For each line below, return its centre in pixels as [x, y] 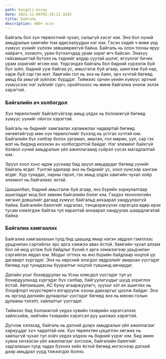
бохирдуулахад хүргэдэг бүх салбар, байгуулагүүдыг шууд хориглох [78, 280]
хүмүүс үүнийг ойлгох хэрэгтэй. [39, 118]
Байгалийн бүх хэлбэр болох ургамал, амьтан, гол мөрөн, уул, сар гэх [80, 139]
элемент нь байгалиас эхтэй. [36, 179]
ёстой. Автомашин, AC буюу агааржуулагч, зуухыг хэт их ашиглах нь [78, 285]
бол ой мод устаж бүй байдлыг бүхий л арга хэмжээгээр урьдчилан [77, 249]
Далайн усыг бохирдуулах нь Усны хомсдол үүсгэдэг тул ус [69, 275]
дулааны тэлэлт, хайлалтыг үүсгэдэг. [44, 301]
